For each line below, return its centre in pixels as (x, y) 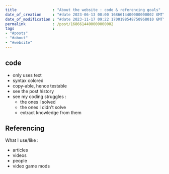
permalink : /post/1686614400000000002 (59, 24)
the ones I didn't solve (43, 107)
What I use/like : (22, 140)
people (20, 161)
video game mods (31, 166)
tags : (30, 29)
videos (19, 155)
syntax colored (28, 80)
